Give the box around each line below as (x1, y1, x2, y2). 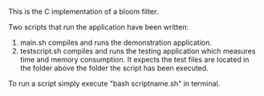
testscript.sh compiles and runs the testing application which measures (19, 46, 256, 55)
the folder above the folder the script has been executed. (19, 63, 209, 73)
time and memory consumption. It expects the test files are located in (19, 55, 250, 64)
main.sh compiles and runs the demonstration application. (19, 38, 213, 47)
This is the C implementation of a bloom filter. (8, 7, 159, 16)
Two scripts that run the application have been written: (8, 22, 189, 31)
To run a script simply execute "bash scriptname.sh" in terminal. (8, 79, 221, 88)
